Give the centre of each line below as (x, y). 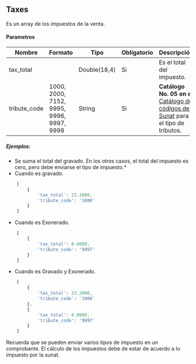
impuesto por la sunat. (33, 355)
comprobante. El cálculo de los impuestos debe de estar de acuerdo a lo (93, 349)
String (87, 109)
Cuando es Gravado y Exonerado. (55, 272)
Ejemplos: (18, 146)
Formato (61, 53)
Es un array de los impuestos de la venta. (55, 23)
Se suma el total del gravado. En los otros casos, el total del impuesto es (101, 161)
